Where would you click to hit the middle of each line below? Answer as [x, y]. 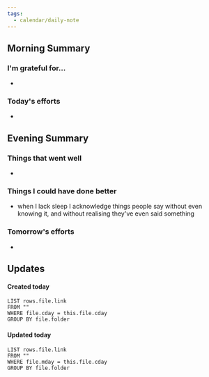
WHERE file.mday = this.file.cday [57, 362]
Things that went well [45, 158]
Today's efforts [34, 102]
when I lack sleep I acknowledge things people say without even [110, 207]
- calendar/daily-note [46, 20]
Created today [29, 287]
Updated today [29, 335]
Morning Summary [49, 48]
